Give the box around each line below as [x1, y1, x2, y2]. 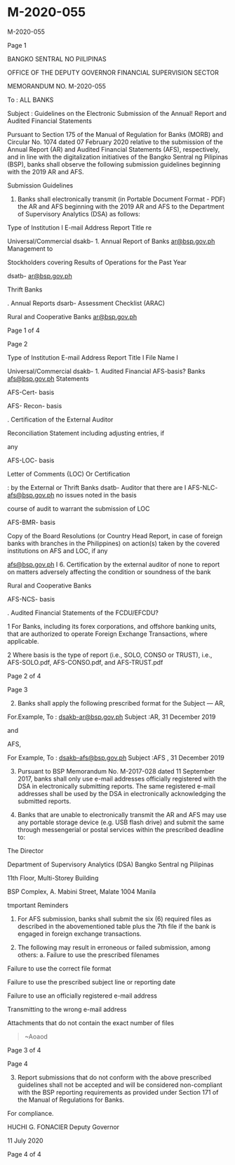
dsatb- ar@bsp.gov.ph [7, 271, 72, 280]
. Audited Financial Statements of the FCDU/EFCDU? [7, 608, 159, 617]
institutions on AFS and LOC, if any [7, 546, 108, 555]
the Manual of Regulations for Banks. [17, 1095, 125, 1104]
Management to [7, 244, 53, 253]
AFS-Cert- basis [7, 388, 55, 396]
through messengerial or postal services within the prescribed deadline [17, 825, 224, 833]
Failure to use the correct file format [7, 964, 112, 972]
